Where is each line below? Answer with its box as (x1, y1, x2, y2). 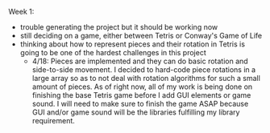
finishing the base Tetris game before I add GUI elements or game (31, 91, 251, 99)
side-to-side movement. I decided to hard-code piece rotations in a (31, 65, 256, 75)
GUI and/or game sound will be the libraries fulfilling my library (31, 107, 240, 117)
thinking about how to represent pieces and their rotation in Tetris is (19, 39, 246, 49)
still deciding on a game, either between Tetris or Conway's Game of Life (19, 31, 263, 40)
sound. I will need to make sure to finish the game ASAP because (31, 99, 249, 108)
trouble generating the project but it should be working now (19, 22, 218, 31)
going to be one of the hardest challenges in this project (19, 48, 207, 57)
